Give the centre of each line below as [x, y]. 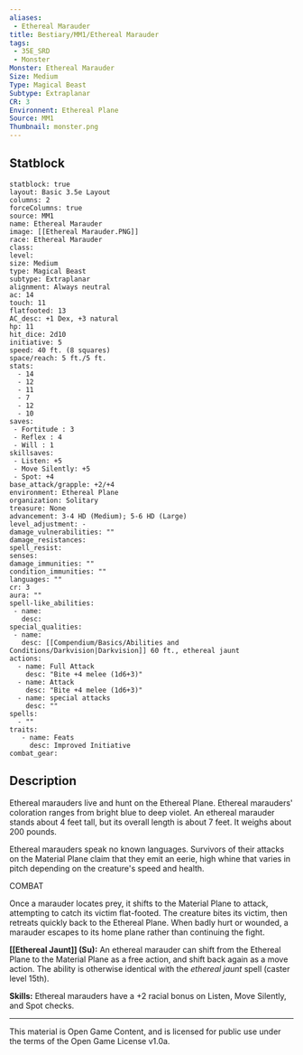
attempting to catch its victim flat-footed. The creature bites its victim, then [148, 912]
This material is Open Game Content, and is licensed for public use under [145, 1032]
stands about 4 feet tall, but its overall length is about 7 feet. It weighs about [150, 822]
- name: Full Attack [56, 666]
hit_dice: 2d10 [38, 334]
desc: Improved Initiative [80, 745]
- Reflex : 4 [38, 437]
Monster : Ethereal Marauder [62, 69]
